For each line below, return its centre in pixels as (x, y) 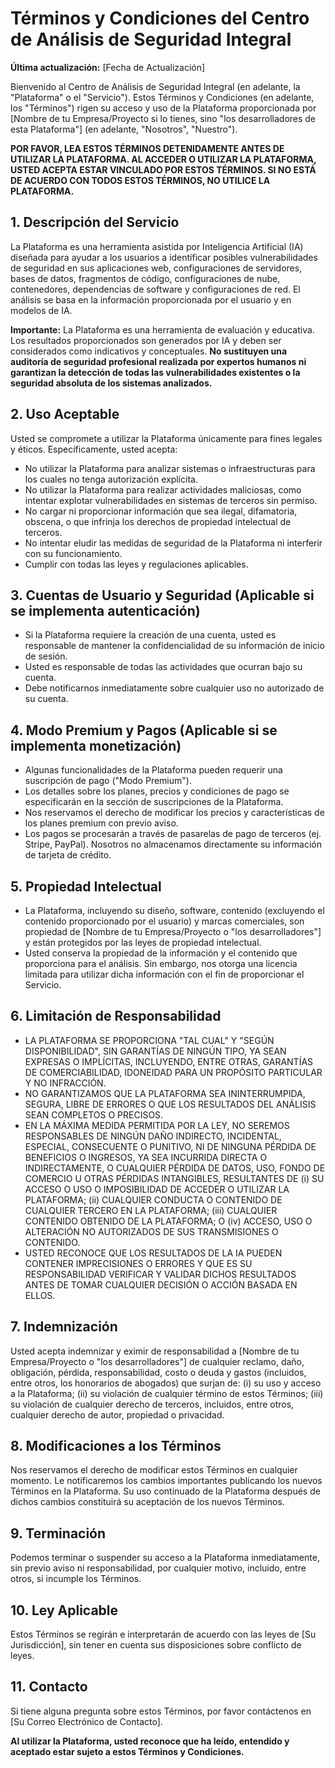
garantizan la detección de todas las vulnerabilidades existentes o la (155, 372)
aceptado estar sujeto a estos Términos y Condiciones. (127, 1751)
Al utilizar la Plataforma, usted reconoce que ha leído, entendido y (150, 1741)
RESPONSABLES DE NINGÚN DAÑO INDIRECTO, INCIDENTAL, (153, 1136)
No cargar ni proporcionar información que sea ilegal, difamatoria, (161, 511)
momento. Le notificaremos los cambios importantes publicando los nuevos (166, 1481)
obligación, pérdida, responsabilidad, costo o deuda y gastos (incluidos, (158, 1372)
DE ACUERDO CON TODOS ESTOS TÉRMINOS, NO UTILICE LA (140, 180)
